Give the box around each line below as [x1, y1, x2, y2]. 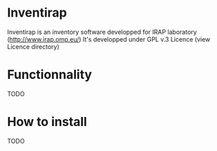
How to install [7, 114, 88, 130]
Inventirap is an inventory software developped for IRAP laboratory [7, 28, 197, 36]
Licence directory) [7, 42, 60, 51]
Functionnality [7, 67, 92, 82]
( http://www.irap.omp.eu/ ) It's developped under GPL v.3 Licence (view [7, 35, 211, 43]
